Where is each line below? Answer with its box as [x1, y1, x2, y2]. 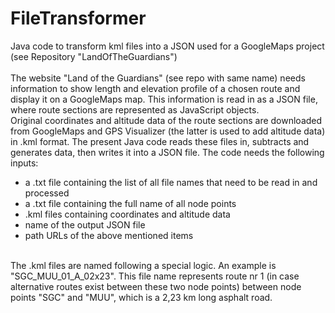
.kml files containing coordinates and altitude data [24, 208, 231, 220]
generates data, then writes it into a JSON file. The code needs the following [10, 146, 325, 158]
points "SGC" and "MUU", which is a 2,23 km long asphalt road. [10, 291, 273, 303]
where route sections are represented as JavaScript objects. [10, 103, 260, 116]
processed [24, 187, 70, 199]
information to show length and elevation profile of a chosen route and [10, 82, 301, 94]
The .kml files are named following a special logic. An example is [10, 259, 277, 271]
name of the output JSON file [24, 218, 146, 231]
